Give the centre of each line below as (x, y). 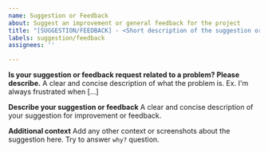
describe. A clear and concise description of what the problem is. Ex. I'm (128, 84)
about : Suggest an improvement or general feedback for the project (124, 23)
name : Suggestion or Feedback (59, 16)
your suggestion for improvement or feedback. (85, 115)
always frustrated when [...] (53, 92)
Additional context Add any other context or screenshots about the (119, 131)
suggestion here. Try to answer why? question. (84, 139)
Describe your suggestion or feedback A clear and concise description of (131, 107)
